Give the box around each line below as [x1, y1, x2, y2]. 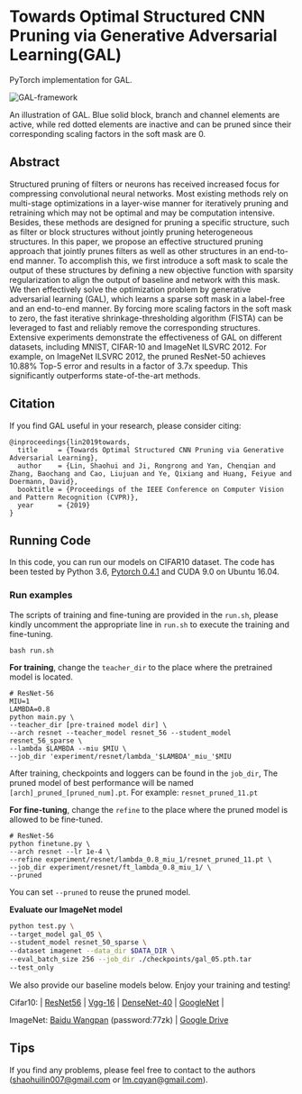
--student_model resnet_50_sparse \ [9, 938, 147, 947]
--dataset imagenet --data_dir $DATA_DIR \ [9, 946, 176, 956]
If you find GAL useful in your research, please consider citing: [9, 420, 242, 431]
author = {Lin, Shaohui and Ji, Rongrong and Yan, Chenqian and [17, 461, 277, 470]
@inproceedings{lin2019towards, [9, 437, 131, 447]
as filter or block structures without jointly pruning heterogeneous [9, 226, 254, 237]
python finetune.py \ [9, 839, 91, 848]
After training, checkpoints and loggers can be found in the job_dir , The [9, 768, 278, 779]
